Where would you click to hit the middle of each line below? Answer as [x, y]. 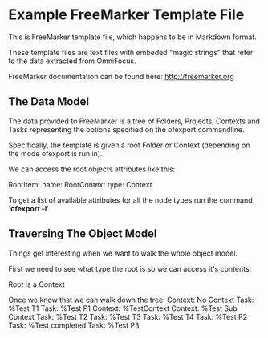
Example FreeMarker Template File [126, 15]
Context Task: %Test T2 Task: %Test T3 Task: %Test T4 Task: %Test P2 [128, 316]
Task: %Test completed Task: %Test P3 [74, 325]
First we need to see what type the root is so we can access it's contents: [130, 268]
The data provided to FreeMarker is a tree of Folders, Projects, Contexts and [134, 121]
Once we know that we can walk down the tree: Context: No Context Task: [131, 300]
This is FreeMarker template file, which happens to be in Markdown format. [132, 37]
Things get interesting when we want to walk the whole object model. [123, 253]
